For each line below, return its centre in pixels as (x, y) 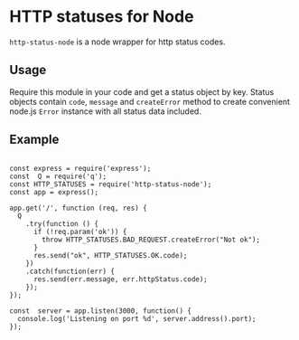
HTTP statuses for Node (102, 17)
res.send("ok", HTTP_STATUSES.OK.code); (110, 255)
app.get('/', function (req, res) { (78, 208)
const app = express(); (54, 192)
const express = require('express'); (80, 168)
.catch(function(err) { (70, 271)
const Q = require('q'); (58, 176)
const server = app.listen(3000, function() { (101, 311)
